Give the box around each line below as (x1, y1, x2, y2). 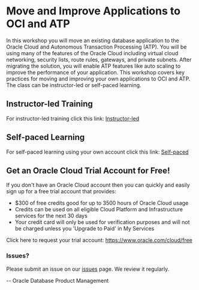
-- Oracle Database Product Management (6, 277, 109, 284)
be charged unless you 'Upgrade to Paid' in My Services (14, 225, 155, 232)
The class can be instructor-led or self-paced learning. (6, 81, 142, 88)
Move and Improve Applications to (6, 4, 181, 18)
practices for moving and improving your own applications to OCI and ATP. (6, 75, 191, 82)
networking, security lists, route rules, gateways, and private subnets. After (6, 56, 192, 63)
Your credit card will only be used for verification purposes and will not (14, 219, 190, 226)
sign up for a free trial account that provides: (6, 188, 117, 195)
